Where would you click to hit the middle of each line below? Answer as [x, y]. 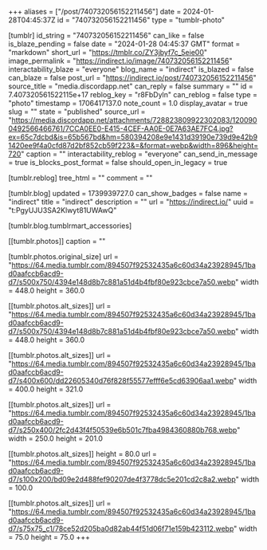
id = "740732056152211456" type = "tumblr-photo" [141, 20]
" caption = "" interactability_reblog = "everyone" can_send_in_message [139, 154]
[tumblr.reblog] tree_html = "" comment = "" [80, 178]
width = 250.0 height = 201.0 [56, 438]
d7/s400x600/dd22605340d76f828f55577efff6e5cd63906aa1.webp [121, 381]
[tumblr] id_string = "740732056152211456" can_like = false [106, 35]
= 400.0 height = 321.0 [46, 389]
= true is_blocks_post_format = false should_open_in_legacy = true [118, 162]
